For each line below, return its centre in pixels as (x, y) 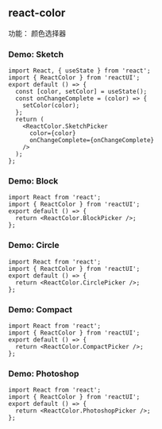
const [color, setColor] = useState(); (81, 92)
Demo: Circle (34, 245)
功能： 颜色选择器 (37, 33)
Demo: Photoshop (44, 373)
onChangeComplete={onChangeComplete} (92, 141)
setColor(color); (51, 106)
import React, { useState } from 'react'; (79, 71)
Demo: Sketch (36, 54)
